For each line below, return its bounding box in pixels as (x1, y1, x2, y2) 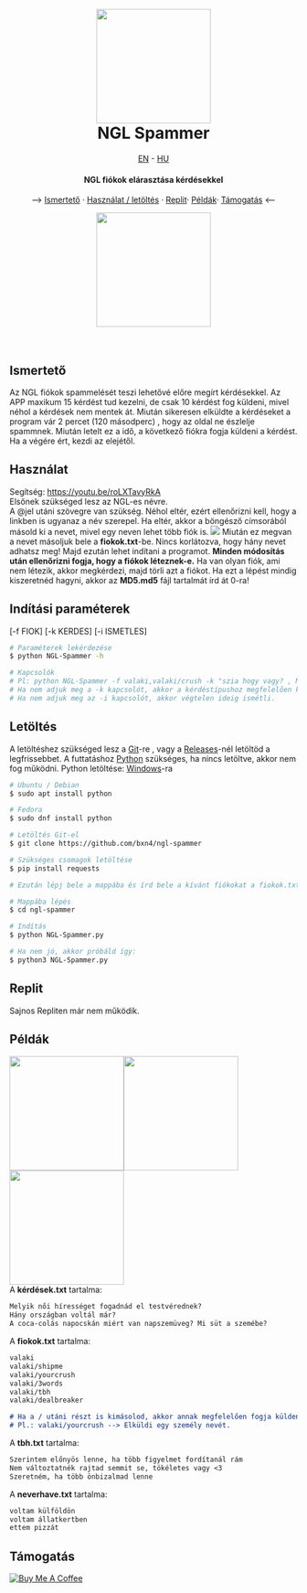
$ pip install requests (9, 863, 101, 873)
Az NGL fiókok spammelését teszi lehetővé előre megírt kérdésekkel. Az (9, 387, 281, 398)
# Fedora (9, 806, 43, 815)
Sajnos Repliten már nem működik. (9, 1005, 140, 1016)
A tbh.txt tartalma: (9, 1438, 79, 1449)
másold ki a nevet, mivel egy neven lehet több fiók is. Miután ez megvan (9, 526, 292, 537)
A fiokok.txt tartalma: (9, 1336, 91, 1347)
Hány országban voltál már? (9, 1310, 117, 1320)
